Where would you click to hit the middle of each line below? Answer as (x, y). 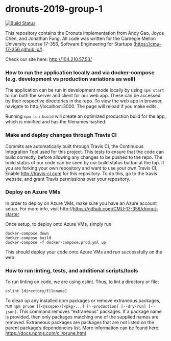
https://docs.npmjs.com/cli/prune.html (46, 333)
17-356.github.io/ (23, 49)
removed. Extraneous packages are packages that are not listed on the (80, 323)
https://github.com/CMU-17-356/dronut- (115, 208)
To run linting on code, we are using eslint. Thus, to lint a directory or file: (82, 282)
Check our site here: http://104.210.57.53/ (49, 59)
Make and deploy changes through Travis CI (61, 135)
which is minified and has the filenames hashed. (56, 122)
